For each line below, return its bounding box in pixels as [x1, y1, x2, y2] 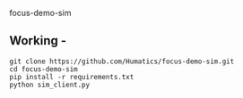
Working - [9, 33, 67, 48]
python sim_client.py [9, 80, 91, 89]
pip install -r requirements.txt [9, 72, 135, 81]
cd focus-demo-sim [9, 64, 78, 74]
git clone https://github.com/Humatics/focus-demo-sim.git [9, 57, 235, 66]
